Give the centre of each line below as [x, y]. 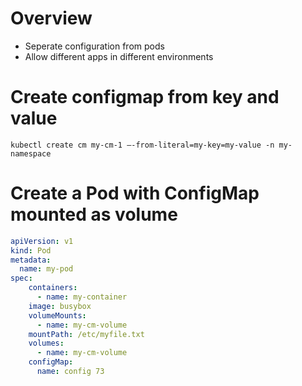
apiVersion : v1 [42, 241]
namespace [31, 153]
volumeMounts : [57, 315]
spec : [21, 278]
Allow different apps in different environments [119, 56]
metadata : [31, 260]
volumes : [46, 343]
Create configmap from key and [145, 97]
